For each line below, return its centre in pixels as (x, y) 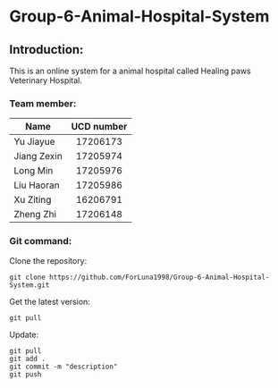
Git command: (41, 241)
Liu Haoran (37, 185)
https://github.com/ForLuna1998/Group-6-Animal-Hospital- (159, 277)
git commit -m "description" (63, 367)
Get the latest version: (50, 301)
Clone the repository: (48, 260)
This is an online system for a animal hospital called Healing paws (131, 71)
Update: (24, 334)
